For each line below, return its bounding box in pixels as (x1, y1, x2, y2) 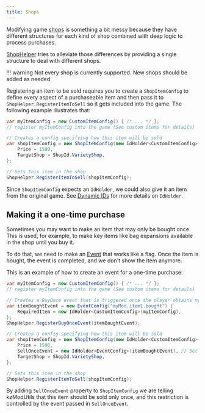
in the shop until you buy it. (6, 239, 74, 246)
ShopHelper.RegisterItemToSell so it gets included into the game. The (6, 100, 182, 107)
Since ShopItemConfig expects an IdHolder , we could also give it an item (6, 185, 187, 193)
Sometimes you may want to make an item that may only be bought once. (6, 226, 191, 233)
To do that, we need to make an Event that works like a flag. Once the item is (6, 251, 199, 258)
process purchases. (6, 38, 56, 46)
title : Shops (6, 9, 40, 15)
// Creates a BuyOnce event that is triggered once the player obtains (6, 297, 192, 304)
